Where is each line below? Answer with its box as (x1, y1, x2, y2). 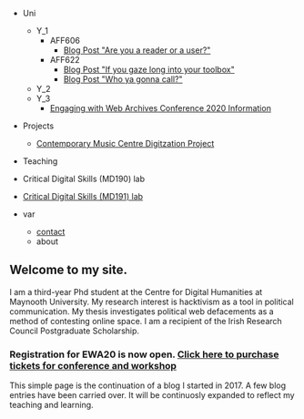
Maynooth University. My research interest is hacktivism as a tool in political (9, 296, 294, 307)
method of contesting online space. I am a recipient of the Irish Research (9, 315, 282, 326)
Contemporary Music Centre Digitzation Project (35, 138, 215, 148)
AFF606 (49, 36, 80, 46)
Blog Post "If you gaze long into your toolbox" (63, 64, 235, 75)
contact (35, 227, 66, 237)
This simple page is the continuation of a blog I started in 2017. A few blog (9, 380, 287, 391)
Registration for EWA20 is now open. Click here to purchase (9, 348, 279, 361)
